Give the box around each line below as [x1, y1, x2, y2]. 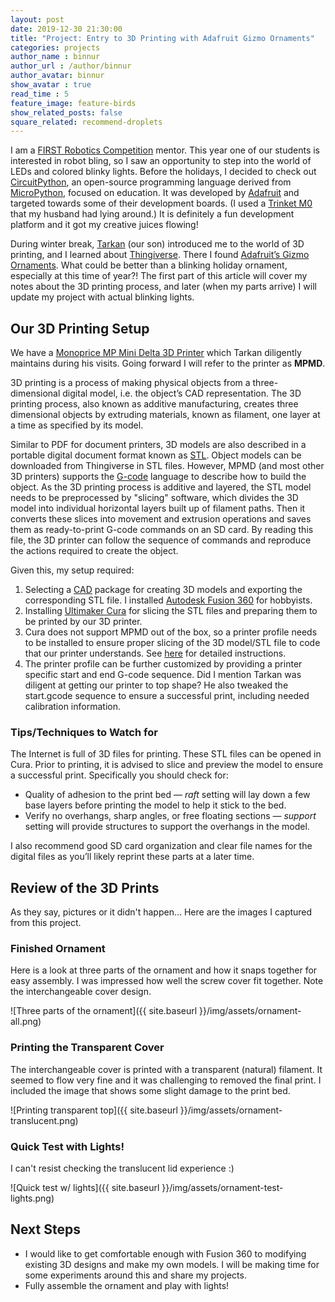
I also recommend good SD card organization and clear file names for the [10, 840, 313, 852]
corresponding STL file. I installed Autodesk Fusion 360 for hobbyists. [24, 594, 313, 606]
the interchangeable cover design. [10, 986, 152, 998]
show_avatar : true [10, 80, 92, 90]
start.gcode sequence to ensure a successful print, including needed [24, 690, 310, 702]
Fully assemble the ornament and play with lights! [24, 1279, 230, 1291]
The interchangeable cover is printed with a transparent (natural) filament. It [10, 1063, 323, 1075]
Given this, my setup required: [10, 564, 135, 576]
